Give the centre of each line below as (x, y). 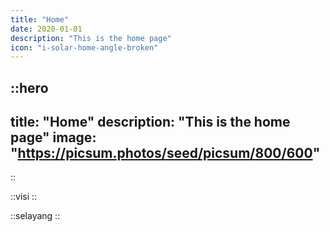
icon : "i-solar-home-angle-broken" (84, 47)
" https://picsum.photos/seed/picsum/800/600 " (165, 153)
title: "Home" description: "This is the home (150, 122)
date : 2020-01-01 (46, 29)
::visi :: (24, 197)
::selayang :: (35, 216)
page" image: (53, 137)
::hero (29, 87)
